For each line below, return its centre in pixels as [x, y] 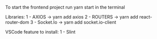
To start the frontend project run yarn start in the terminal [65, 7]
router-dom [17, 22]
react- [146, 17]
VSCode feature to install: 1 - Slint [40, 32]
